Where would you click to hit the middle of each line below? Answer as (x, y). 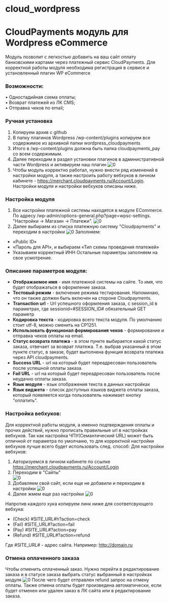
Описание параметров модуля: (46, 271)
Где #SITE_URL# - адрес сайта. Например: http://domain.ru (69, 545)
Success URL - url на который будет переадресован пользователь (84, 363)
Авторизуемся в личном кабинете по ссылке (61, 462)
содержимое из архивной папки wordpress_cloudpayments (76, 143)
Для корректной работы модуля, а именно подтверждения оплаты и (80, 424)
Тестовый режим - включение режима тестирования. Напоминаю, (86, 293)
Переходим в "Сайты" (37, 472)
